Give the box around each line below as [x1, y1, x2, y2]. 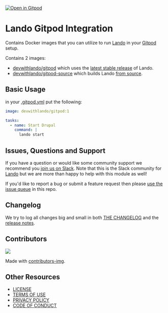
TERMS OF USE [12, 292, 46, 298]
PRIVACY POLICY [12, 297, 50, 303]
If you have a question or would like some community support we [5, 160, 143, 166]
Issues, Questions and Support [5, 146, 106, 155]
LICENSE [12, 286, 32, 293]
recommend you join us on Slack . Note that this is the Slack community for [5, 165, 162, 171]
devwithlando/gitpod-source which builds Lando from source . [12, 70, 143, 76]
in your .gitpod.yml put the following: [5, 99, 82, 105]
